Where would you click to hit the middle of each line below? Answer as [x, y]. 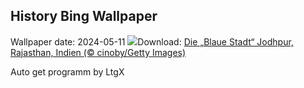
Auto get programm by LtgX [67, 71]
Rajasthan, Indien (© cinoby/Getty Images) [98, 52]
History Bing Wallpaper [84, 16]
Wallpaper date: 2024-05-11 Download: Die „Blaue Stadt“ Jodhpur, [152, 41]
